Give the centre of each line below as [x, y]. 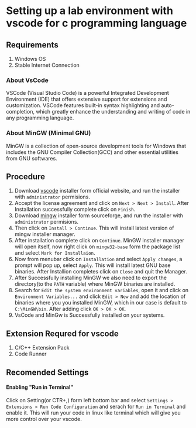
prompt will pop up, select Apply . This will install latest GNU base [92, 265]
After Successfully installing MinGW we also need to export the [90, 278]
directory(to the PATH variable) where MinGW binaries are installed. [95, 284]
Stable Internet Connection [47, 65]
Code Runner [30, 354]
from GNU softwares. [32, 158]
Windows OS [30, 59]
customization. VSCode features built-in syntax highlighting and [83, 105]
